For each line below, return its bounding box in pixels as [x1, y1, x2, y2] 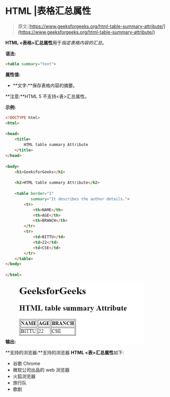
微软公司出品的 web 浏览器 [12, 367, 70, 373]
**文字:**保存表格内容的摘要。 [12, 82, 78, 88]
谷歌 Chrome [12, 360, 41, 367]
